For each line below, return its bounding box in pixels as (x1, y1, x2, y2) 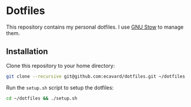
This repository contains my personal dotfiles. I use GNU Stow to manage (6, 23, 184, 30)
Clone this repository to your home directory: (6, 62, 115, 69)
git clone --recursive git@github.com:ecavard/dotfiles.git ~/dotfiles (6, 73, 185, 80)
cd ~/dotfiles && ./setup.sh (6, 95, 78, 101)
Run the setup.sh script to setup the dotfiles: (6, 84, 114, 91)
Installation (6, 47, 48, 57)
